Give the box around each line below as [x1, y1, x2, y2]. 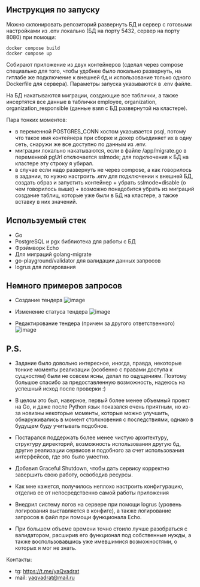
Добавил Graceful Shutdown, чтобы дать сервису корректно [14, 465, 169, 472]
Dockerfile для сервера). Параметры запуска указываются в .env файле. [6, 80, 192, 87]
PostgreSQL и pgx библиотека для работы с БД [14, 237, 136, 245]
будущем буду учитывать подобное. [14, 422, 108, 430]
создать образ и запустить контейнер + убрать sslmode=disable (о [14, 178, 186, 186]
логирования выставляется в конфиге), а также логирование [14, 507, 172, 514]
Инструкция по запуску [6, 5, 100, 15]
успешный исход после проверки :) [14, 385, 106, 392]
